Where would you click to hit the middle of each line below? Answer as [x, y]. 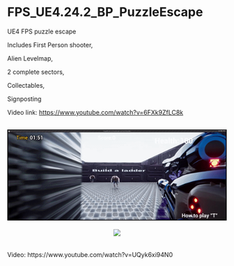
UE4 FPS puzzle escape [42, 31]
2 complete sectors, [36, 72]
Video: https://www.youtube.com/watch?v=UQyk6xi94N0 [90, 255]
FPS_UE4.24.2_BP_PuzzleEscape [105, 12]
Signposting [24, 99]
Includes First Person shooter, [50, 45]
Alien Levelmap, [30, 58]
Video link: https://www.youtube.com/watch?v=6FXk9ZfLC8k [95, 112]
